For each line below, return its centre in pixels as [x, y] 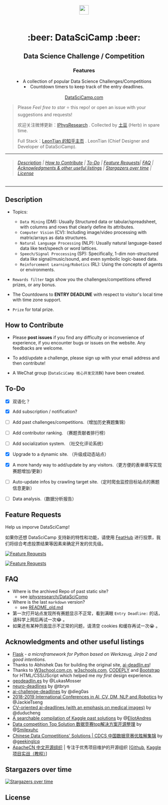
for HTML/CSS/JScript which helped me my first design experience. [82, 675]
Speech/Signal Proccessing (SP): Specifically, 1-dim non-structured [89, 254]
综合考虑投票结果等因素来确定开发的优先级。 [60, 543]
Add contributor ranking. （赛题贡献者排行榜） [60, 433]
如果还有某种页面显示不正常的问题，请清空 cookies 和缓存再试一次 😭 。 [86, 626]
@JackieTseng [27, 702]
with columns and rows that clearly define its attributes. [77, 227]
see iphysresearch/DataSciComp [54, 597]
